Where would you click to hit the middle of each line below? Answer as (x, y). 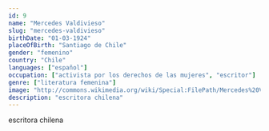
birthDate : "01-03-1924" (50, 38)
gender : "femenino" (41, 53)
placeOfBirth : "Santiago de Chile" (68, 46)
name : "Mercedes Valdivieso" (57, 23)
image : (19, 90)
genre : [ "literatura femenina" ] (62, 82)
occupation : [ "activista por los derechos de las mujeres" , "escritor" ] (132, 75)
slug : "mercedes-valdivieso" (57, 30)
